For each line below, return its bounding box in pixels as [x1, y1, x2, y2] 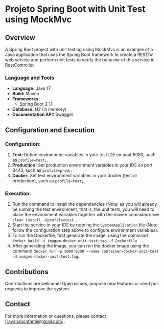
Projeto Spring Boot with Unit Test [5, 3, 145, 15]
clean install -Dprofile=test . [12, 217, 77, 223]
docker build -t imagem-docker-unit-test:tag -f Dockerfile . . [12, 238, 143, 244]
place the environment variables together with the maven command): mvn [12, 212, 160, 218]
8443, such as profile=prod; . [12, 167, 72, 173]
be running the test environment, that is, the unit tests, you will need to [12, 206, 155, 212]
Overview [5, 33, 36, 42]
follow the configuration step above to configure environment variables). [12, 227, 159, 233]
